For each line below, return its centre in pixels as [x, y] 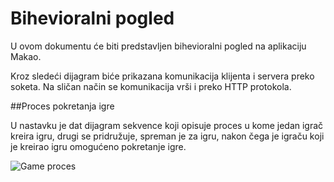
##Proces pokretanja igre [62, 106]
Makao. [26, 56]
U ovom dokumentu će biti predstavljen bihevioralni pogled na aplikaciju [158, 46]
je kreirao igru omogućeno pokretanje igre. [98, 146]
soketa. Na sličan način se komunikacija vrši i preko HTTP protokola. [151, 86]
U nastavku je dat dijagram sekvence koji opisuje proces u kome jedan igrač [167, 125]
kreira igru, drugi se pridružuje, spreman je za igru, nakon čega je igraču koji [167, 136]
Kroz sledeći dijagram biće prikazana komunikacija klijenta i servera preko [162, 76]
